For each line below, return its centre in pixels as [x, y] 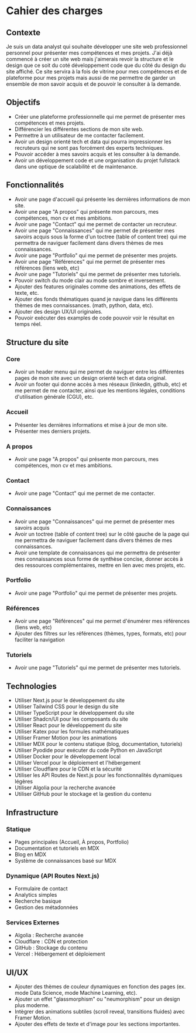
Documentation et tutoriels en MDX [57, 848]
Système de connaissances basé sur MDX [66, 860]
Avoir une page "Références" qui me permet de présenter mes [90, 261]
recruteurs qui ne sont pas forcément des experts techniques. [89, 147]
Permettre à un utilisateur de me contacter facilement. [80, 135]
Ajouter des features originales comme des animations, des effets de [97, 287]
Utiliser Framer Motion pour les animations [66, 738]
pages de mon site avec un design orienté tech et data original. [90, 378]
